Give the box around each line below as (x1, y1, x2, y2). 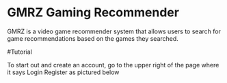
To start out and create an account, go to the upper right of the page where (7, 61, 219, 69)
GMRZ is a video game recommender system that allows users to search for (7, 27, 221, 35)
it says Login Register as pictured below (7, 68, 120, 76)
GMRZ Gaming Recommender (7, 5, 180, 20)
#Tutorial (7, 48, 33, 56)
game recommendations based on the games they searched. (7, 34, 179, 42)
